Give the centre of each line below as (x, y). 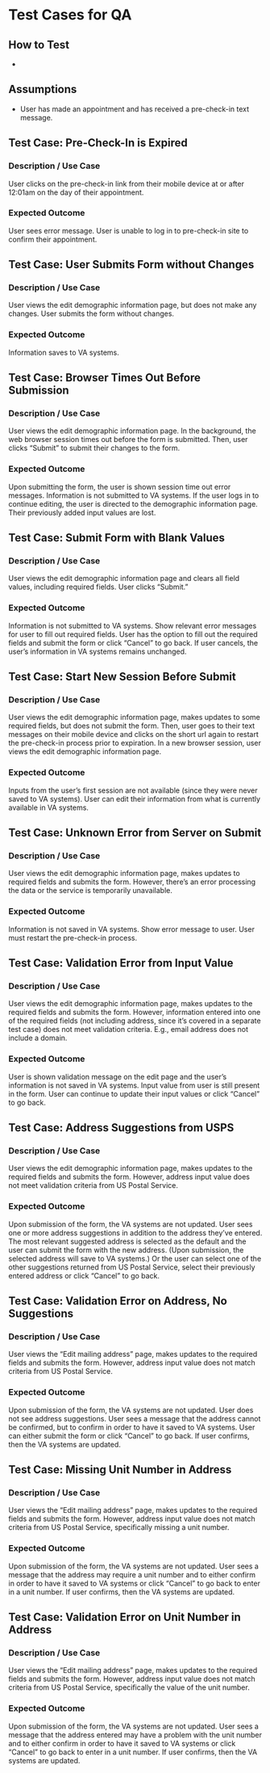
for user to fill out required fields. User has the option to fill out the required (133, 634)
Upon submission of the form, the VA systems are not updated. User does (131, 1410)
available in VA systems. (48, 807)
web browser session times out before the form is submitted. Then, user (128, 440)
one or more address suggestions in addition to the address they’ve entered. (135, 1232)
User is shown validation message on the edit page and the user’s (118, 1076)
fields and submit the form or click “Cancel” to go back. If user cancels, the (133, 642)
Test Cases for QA (70, 15)
